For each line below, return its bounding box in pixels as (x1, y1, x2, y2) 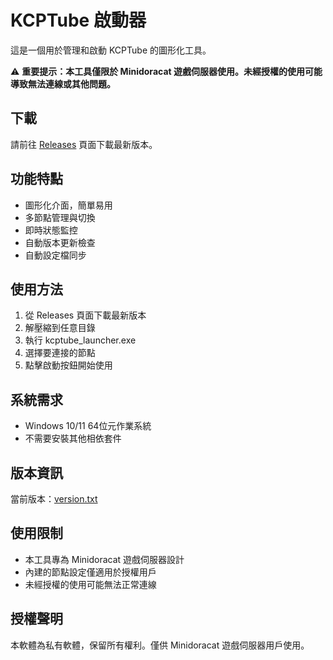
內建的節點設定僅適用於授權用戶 (24, 566, 157, 578)
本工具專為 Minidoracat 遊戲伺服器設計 (24, 553, 185, 565)
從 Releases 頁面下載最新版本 (24, 309, 147, 321)
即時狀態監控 (24, 224, 78, 236)
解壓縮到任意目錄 (24, 322, 96, 334)
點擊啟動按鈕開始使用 (24, 359, 113, 371)
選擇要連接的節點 (24, 347, 96, 359)
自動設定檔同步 (24, 249, 87, 261)
